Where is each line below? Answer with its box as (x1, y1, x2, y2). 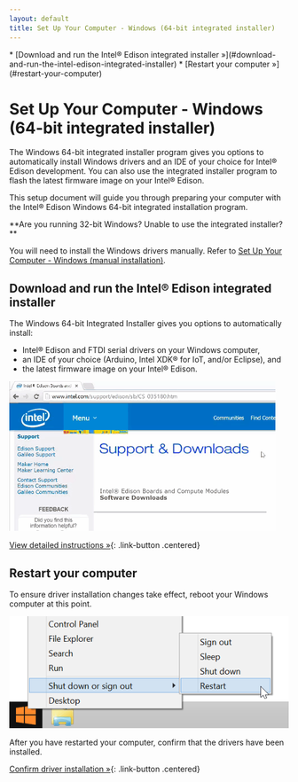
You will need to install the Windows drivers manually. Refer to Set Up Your (9, 246, 282, 256)
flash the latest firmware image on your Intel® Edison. (9, 176, 205, 186)
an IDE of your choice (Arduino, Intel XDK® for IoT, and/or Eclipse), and (21, 355, 282, 365)
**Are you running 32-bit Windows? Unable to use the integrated (9, 219, 248, 230)
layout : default (9, 14, 69, 23)
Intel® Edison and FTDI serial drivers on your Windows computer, (21, 345, 261, 356)
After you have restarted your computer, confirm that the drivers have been (9, 737, 285, 747)
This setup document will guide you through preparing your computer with (9, 192, 281, 203)
